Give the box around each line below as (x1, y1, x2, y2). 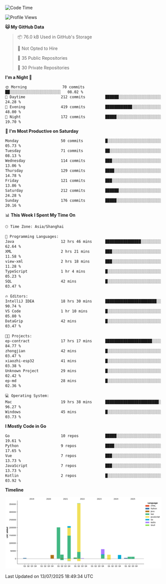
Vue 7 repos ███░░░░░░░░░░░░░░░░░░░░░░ (5, 453, 162, 458)
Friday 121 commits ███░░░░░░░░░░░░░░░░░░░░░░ (5, 178, 162, 183)
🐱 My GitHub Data (5, 24, 45, 30)
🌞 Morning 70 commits (5, 85, 85, 90)
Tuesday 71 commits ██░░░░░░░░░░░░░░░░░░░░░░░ (5, 148, 162, 153)
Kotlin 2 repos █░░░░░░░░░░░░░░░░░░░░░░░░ (5, 473, 162, 478)
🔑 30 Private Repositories (17, 65, 70, 71)
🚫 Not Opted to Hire (17, 45, 58, 51)
